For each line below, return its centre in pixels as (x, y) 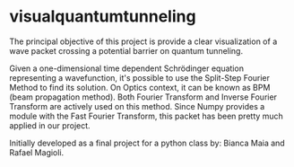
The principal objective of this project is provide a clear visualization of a (143, 41)
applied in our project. (50, 125)
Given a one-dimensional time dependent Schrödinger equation (127, 68)
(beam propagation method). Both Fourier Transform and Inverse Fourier (143, 97)
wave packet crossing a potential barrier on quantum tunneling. (126, 50)
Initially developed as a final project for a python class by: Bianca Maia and (147, 143)
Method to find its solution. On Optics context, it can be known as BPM (140, 87)
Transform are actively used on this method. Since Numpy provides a (137, 106)
